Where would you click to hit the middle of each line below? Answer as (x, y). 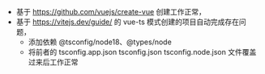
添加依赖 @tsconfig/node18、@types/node (100, 42)
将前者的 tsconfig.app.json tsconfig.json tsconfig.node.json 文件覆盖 (142, 52)
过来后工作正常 (53, 62)
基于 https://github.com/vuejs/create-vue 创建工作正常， (111, 12)
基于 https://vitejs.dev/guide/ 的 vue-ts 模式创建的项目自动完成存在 (127, 22)
